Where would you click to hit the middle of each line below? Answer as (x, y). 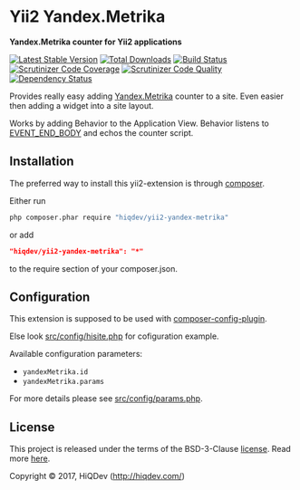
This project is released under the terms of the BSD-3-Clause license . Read (150, 449)
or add (22, 235)
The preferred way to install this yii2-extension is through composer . (137, 183)
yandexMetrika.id (55, 372)
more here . (30, 458)
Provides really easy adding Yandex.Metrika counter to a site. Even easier (146, 96)
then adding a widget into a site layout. (82, 105)
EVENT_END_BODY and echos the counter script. (102, 132)
